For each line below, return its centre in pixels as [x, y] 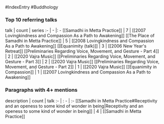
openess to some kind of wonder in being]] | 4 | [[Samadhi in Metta [73, 111]
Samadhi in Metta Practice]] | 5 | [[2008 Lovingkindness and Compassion [80, 41]
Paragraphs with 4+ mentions [41, 90]
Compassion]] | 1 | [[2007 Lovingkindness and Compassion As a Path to [78, 72]
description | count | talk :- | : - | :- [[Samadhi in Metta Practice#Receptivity [81, 100]
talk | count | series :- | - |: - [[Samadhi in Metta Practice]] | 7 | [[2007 [76, 30]
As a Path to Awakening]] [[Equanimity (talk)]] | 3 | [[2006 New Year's [76, 46]
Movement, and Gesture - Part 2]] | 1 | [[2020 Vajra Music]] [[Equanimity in [81, 67]
